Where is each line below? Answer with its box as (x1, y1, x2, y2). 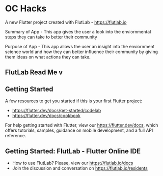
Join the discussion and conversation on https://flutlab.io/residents (12, 165, 148, 171)
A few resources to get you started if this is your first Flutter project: (5, 98, 142, 104)
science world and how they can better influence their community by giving (5, 49, 158, 55)
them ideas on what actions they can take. (5, 54, 91, 59)
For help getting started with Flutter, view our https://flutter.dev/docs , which (5, 122, 159, 128)
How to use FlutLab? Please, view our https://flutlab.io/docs (12, 160, 134, 166)
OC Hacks (5, 3, 47, 14)
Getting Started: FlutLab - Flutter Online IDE (5, 147, 141, 155)
